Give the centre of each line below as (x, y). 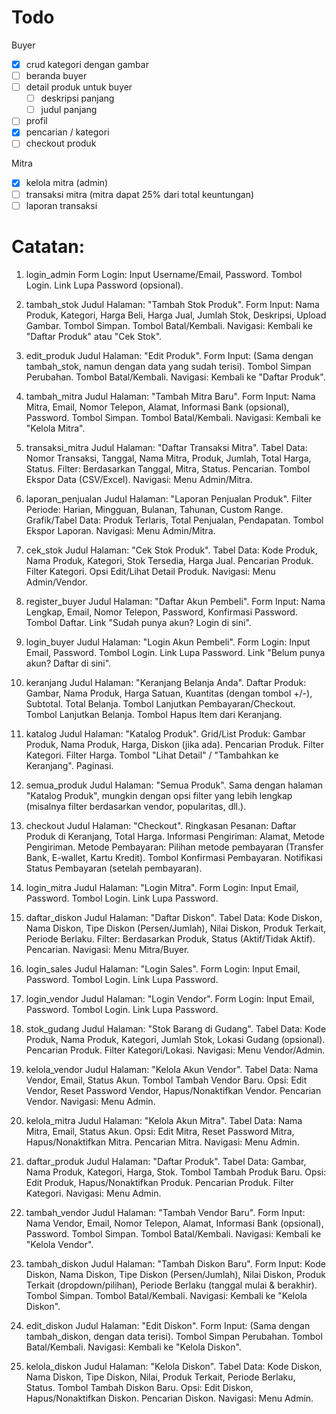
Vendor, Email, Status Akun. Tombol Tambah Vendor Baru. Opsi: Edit (166, 1080)
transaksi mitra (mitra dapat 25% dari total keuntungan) (140, 194)
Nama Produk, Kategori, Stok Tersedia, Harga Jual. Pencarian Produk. (169, 560)
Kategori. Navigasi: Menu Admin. (93, 1193)
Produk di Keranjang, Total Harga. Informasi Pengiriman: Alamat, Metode (175, 836)
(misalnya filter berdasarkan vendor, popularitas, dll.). (136, 806)
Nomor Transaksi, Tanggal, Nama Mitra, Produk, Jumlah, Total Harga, (168, 458)
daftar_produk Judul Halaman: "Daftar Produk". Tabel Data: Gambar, (166, 1161)
